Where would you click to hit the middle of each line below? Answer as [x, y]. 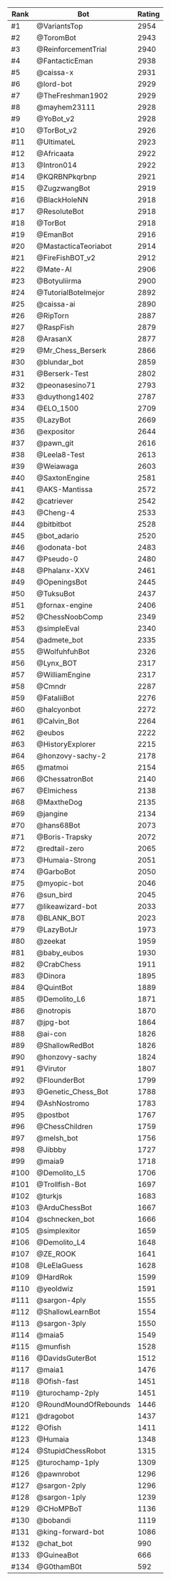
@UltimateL [56, 142]
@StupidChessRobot [71, 1451]
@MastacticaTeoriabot [74, 246]
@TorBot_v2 [57, 130]
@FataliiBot [56, 698]
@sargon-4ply [62, 1300]
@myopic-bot [60, 883]
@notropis [54, 1010]
